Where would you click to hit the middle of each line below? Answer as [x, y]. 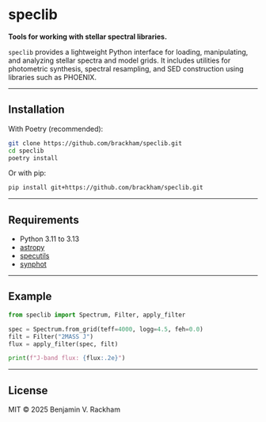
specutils [34, 256]
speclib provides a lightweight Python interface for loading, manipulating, [128, 52]
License [28, 390]
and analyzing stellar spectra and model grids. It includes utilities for [120, 60]
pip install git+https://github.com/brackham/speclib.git [106, 188]
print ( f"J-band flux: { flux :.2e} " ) [67, 359]
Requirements [44, 220]
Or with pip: [27, 173]
